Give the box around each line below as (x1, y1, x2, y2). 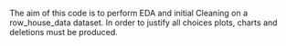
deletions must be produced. (9, 27, 118, 37)
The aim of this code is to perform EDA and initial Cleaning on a (9, 8, 249, 18)
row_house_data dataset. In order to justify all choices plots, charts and (9, 17, 278, 28)
